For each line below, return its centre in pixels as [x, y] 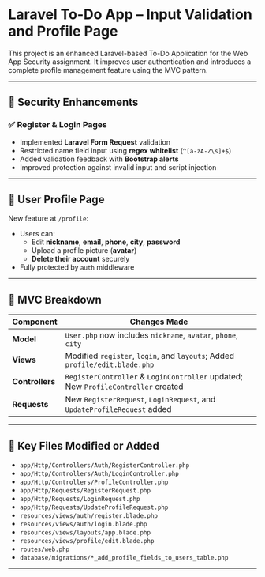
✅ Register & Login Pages [58, 125]
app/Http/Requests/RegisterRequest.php [85, 491]
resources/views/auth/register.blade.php [88, 516]
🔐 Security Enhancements [73, 102]
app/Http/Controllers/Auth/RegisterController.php [105, 466]
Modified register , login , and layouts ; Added [150, 356]
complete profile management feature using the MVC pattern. [108, 70]
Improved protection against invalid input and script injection [118, 167]
